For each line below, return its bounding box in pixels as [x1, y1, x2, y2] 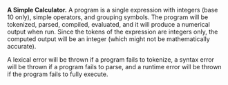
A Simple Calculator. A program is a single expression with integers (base [7, 6, 218, 14]
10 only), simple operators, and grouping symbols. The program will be [7, 13, 209, 21]
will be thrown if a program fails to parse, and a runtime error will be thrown [7, 63, 222, 71]
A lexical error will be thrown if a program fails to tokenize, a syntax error [7, 56, 214, 64]
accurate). [7, 42, 37, 50]
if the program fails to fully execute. [7, 70, 108, 78]
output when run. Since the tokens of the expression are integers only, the [7, 27, 218, 36]
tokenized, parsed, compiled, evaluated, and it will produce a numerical [7, 21, 211, 28]
